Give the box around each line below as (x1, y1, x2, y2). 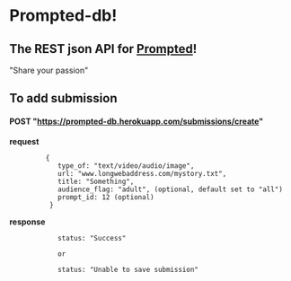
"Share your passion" (9, 65, 89, 75)
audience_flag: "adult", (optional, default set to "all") (57, 185, 283, 194)
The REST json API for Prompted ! (9, 41, 198, 57)
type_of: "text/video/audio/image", (57, 161, 195, 171)
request (9, 136, 40, 146)
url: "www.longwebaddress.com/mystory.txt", (57, 169, 227, 178)
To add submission (9, 91, 118, 106)
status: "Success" (57, 233, 127, 242)
